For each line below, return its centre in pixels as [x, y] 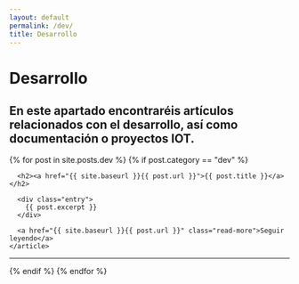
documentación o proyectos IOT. [102, 138]
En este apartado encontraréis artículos [121, 111]
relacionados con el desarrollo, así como [124, 124]
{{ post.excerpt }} [61, 207]
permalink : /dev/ [41, 26]
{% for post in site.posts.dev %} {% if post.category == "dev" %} [129, 160]
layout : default [39, 17]
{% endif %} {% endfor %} [58, 272]
